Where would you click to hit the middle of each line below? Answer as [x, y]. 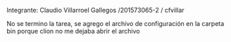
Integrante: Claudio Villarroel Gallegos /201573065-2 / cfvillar [95, 10]
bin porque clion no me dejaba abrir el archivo [73, 31]
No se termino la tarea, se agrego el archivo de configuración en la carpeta [115, 23]
